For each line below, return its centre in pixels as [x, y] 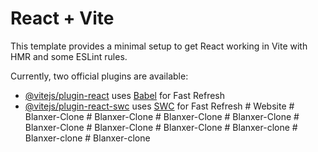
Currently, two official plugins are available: [99, 76]
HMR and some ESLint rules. [69, 56]
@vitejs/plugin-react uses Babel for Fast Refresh [125, 95]
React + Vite [62, 18]
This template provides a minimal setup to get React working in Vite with [159, 46]
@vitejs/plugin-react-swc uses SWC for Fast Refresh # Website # [159, 106]
